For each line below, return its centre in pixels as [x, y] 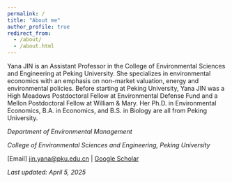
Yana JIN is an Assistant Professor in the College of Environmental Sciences [116, 66]
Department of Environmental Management [70, 131]
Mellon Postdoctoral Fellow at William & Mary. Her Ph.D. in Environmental [112, 103]
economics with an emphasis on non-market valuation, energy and [103, 81]
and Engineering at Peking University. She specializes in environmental [109, 73]
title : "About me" [34, 20]
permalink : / [26, 14]
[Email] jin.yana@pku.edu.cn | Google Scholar [73, 159]
